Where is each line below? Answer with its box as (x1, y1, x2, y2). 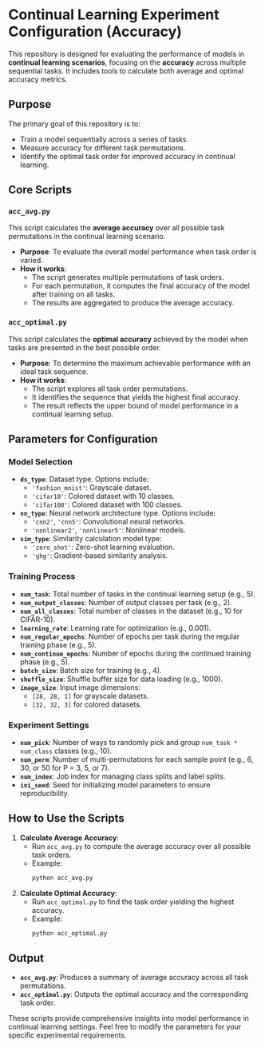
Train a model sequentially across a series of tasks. (19, 134, 189, 144)
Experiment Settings (8, 719, 89, 731)
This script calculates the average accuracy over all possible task (8, 223, 225, 233)
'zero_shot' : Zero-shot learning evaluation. (31, 542, 175, 552)
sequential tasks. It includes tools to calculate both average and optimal (8, 66, 244, 75)
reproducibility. (19, 789, 70, 799)
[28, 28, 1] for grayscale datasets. (31, 691, 149, 700)
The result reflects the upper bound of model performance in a (31, 400, 239, 410)
